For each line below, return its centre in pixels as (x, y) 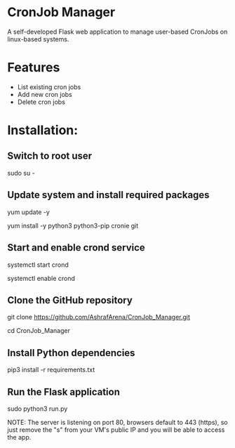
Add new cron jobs (45, 94)
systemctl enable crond (41, 278)
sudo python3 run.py (38, 409)
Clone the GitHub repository (70, 300)
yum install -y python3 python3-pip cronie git (73, 225)
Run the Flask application (64, 391)
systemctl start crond (38, 265)
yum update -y (29, 212)
